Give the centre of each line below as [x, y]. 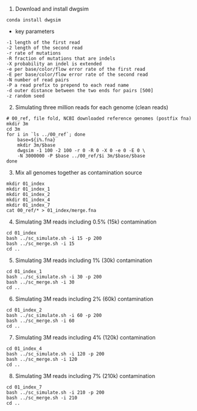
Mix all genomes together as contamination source [78, 173]
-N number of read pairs [38, 80]
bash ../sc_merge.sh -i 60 [40, 321]
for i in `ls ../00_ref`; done [46, 134]
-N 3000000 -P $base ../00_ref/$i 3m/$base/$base [81, 156]
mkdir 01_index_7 [28, 205]
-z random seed [26, 96]
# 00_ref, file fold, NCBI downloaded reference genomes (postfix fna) [99, 118]
